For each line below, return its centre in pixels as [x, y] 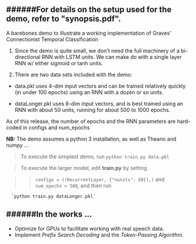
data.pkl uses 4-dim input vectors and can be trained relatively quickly [100, 86]
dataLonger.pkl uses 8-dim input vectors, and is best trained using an [99, 103]
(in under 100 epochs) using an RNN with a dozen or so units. [89, 92]
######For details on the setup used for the [89, 10]
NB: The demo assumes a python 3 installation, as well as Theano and [91, 139]
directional [27, 57]
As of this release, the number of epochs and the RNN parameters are [91, 121]
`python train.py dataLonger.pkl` [54, 196]
